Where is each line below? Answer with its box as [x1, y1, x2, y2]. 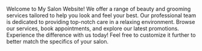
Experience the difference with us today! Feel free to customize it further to [6, 31, 196, 39]
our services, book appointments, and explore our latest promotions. [6, 25, 179, 32]
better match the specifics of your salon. [6, 38, 109, 45]
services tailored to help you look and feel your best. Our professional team [6, 12, 196, 19]
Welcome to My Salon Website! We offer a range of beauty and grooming [6, 6, 191, 12]
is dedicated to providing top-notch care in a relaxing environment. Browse [6, 18, 195, 25]
